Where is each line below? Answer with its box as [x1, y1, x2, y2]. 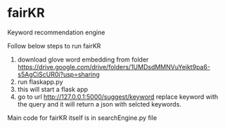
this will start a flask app [17, 85, 89, 93]
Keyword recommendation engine [7, 28, 105, 36]
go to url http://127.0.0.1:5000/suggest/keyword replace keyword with [17, 93, 219, 101]
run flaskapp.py [17, 77, 63, 86]
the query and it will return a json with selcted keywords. [17, 100, 181, 108]
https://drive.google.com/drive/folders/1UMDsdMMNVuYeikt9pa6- [17, 62, 211, 71]
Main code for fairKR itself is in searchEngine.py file [7, 114, 157, 122]
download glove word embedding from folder [17, 55, 149, 64]
